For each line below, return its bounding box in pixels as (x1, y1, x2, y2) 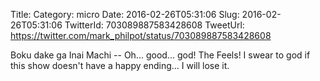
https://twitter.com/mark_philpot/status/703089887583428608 (10, 30, 272, 41)
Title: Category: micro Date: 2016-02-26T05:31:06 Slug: (10, 9, 240, 20)
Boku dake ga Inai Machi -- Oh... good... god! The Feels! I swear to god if (10, 49, 311, 61)
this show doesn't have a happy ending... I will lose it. (10, 60, 230, 71)
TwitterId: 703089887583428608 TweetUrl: (64, 19, 245, 31)
